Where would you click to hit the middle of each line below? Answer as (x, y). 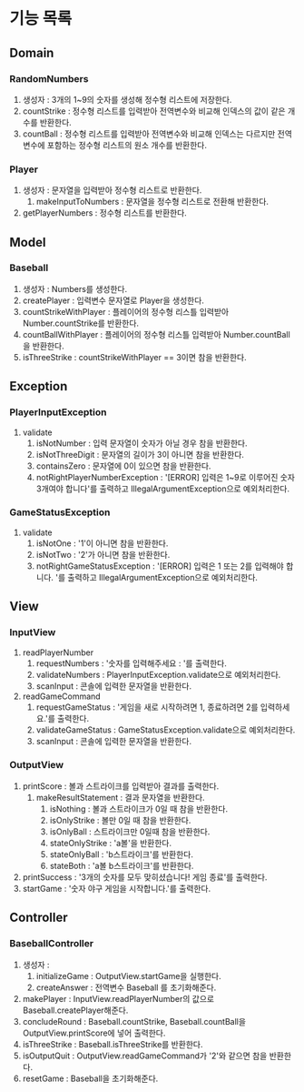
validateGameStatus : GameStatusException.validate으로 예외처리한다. (166, 730)
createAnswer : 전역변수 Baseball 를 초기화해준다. (126, 987)
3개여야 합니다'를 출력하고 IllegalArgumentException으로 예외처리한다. (163, 489)
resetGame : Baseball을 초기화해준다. (90, 1078)
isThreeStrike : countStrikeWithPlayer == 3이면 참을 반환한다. (134, 357)
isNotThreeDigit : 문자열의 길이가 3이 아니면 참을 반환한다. (140, 454)
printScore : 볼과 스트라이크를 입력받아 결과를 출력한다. (121, 786)
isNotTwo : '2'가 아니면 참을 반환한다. (103, 554)
